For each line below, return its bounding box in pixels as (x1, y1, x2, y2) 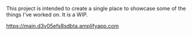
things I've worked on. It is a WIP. (6, 11, 88, 18)
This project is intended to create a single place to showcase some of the (6, 5, 186, 12)
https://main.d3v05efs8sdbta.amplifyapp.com (6, 23, 119, 29)
